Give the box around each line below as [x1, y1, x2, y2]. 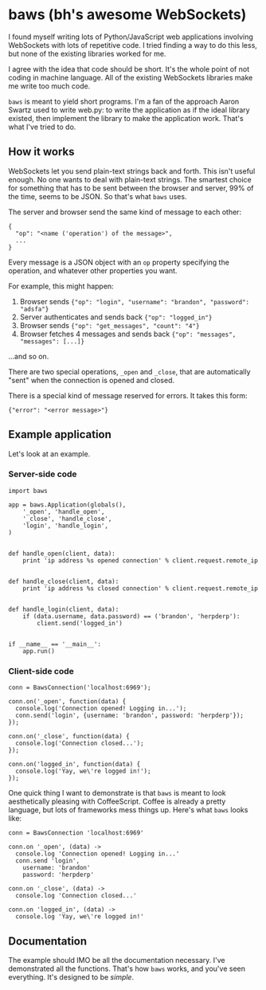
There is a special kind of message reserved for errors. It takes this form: [8, 390, 248, 400]
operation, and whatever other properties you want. [8, 265, 178, 276]
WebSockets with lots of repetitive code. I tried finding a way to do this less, [8, 40, 257, 49]
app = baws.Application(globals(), [8, 500, 127, 509]
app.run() [22, 647, 56, 655]
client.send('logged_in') [37, 619, 123, 627]
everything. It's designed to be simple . [8, 972, 134, 981]
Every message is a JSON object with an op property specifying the [8, 257, 229, 267]
